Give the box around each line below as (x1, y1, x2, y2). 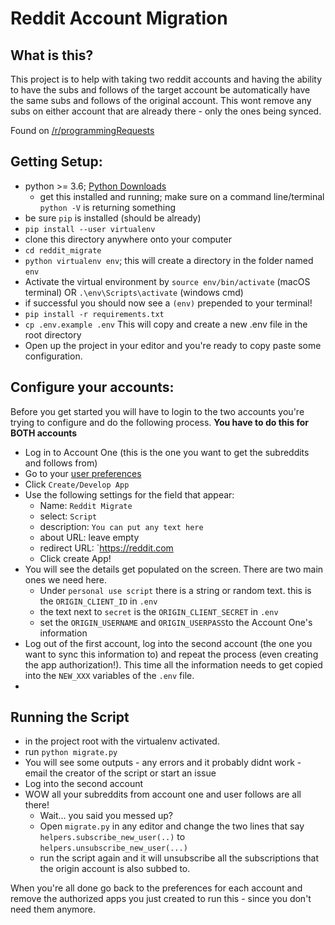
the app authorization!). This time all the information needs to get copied (24, 658, 323, 671)
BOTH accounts (10, 427, 78, 439)
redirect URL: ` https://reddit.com (39, 542, 174, 554)
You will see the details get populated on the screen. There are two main (24, 563, 324, 575)
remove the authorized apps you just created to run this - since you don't (10, 893, 312, 905)
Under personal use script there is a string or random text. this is (39, 584, 312, 596)
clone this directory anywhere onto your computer (24, 233, 232, 245)
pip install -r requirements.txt (24, 309, 165, 319)
